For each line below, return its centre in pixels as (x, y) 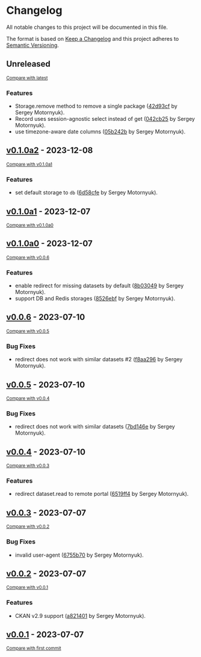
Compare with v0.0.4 (28, 399)
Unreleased (29, 64)
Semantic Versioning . (32, 45)
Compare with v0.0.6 (28, 257)
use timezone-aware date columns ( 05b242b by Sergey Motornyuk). (100, 132)
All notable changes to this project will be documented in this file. (87, 27)
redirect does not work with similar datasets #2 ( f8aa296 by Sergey (99, 359)
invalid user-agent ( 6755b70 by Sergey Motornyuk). (79, 555)
